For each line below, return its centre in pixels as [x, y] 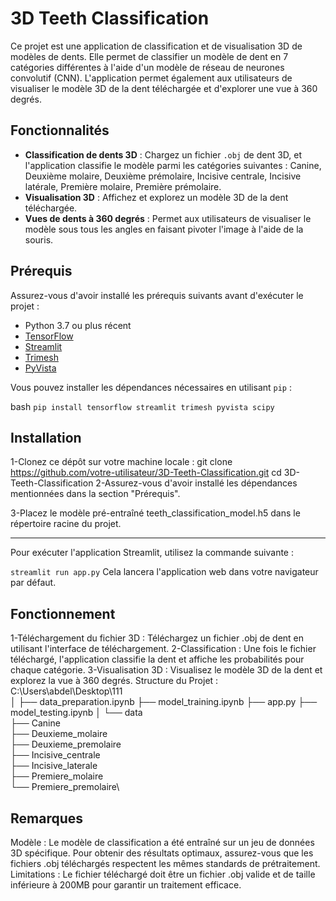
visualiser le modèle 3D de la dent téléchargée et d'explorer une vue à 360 [164, 88]
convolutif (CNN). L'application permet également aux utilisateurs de [151, 78]
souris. [39, 239]
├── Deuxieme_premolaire [66, 744]
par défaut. [33, 583]
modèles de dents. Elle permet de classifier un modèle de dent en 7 [149, 56]
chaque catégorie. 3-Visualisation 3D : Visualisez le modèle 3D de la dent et [166, 670]
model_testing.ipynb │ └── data [76, 713]
